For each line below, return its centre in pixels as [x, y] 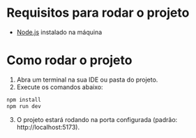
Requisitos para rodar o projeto [98, 13]
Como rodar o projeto [69, 60]
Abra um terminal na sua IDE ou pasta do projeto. [87, 79]
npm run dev [24, 106]
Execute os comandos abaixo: [60, 87]
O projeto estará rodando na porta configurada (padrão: [97, 119]
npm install [24, 100]
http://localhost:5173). [48, 127]
